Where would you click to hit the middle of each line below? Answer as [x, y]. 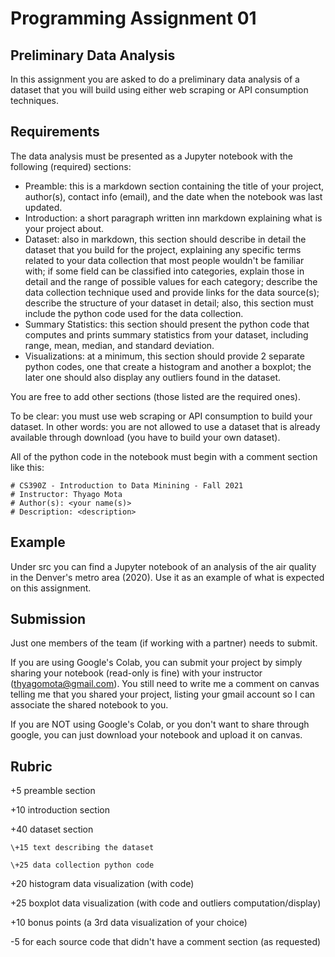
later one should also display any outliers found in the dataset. [153, 377]
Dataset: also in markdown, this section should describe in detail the [165, 239]
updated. [43, 207]
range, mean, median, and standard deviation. [119, 345]
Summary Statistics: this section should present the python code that [167, 324]
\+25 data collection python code [82, 865]
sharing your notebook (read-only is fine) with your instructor [136, 673]
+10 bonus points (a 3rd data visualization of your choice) [129, 923]
